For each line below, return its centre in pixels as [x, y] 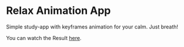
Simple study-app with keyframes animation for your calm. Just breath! [92, 27]
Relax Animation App [58, 11]
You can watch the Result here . [44, 38]
